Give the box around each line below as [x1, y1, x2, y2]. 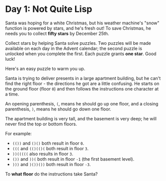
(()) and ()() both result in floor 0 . [12, 140, 84, 146]
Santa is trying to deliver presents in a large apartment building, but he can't [5, 75, 161, 81]
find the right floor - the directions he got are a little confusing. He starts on [5, 81, 160, 87]
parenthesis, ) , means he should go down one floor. [5, 106, 111, 112]
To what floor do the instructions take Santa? [5, 171, 98, 177]
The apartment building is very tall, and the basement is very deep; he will [5, 115, 157, 121]
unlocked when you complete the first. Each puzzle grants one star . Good [5, 51, 157, 57]
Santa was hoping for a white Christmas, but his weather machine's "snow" [5, 20, 160, 26]
